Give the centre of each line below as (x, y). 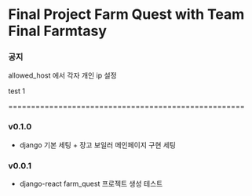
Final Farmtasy (58, 31)
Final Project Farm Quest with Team (126, 15)
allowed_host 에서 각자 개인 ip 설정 (62, 75)
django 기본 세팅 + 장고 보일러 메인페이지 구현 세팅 (98, 145)
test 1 (17, 91)
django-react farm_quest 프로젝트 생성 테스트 (91, 184)
